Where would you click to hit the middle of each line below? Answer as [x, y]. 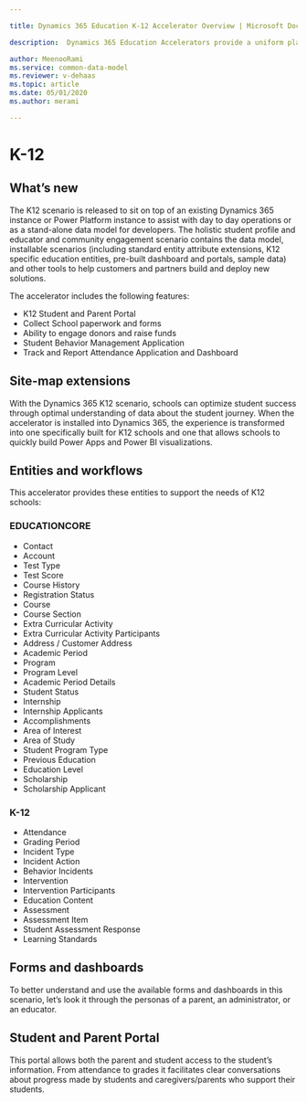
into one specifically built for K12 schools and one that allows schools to [145, 432]
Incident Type [48, 852]
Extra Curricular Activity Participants [91, 633]
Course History [51, 585]
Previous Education [59, 759]
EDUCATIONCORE [50, 526]
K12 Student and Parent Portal [79, 313]
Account [38, 556]
